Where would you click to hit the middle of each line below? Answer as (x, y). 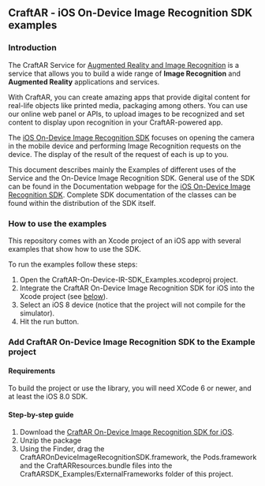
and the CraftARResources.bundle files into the (96, 465)
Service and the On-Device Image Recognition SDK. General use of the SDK (131, 178)
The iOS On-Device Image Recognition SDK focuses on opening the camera (131, 137)
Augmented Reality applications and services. (84, 81)
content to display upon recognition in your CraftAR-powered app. (116, 122)
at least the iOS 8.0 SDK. (48, 397)
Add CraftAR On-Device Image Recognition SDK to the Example (132, 342)
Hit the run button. (49, 321)
